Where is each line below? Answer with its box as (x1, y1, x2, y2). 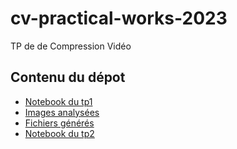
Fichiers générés (24, 117, 95, 129)
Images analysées (24, 106, 100, 118)
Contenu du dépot (10, 69, 126, 86)
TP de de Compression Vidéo (10, 40, 132, 52)
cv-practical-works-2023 (10, 7, 228, 30)
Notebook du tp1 (24, 95, 93, 107)
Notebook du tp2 (24, 127, 95, 139)
